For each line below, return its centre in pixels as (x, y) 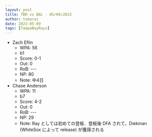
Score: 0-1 (30, 58)
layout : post (19, 10)
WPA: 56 (28, 48)
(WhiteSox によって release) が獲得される (62, 130)
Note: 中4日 (32, 80)
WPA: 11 (28, 91)
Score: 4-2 (31, 102)
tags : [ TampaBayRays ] (27, 28)
